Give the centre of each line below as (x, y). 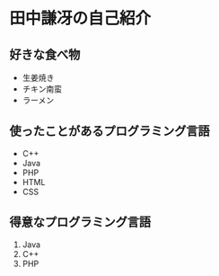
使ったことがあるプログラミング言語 (109, 131)
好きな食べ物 (45, 54)
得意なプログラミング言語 (80, 223)
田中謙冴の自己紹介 (80, 18)
